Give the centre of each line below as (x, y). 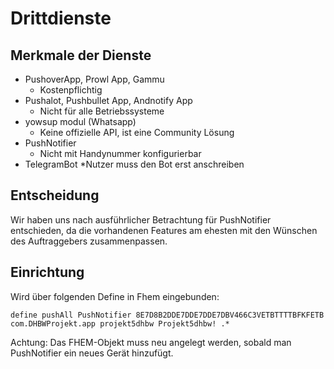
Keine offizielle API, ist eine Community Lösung (137, 132)
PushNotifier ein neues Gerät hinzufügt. (92, 353)
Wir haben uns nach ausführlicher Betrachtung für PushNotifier (141, 219)
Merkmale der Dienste (81, 55)
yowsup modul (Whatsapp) (80, 121)
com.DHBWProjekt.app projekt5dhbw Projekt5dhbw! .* (120, 323)
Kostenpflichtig (71, 90)
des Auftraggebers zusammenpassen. (89, 241)
